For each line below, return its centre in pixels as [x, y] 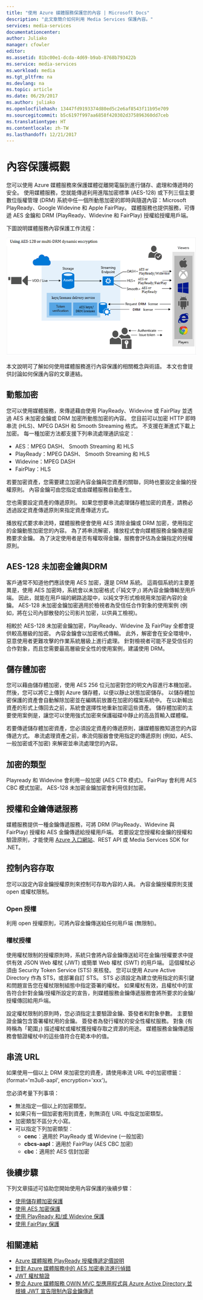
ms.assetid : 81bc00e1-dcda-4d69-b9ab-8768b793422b [71, 58]
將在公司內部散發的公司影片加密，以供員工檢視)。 [79, 612]
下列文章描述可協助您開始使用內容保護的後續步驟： [70, 1188]
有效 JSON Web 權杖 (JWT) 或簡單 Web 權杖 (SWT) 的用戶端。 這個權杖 [101, 963]
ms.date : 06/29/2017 [32, 96]
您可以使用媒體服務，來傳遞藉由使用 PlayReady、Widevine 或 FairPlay [94, 410]
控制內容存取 [30, 868]
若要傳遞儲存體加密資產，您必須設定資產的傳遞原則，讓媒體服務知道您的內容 [101, 728]
